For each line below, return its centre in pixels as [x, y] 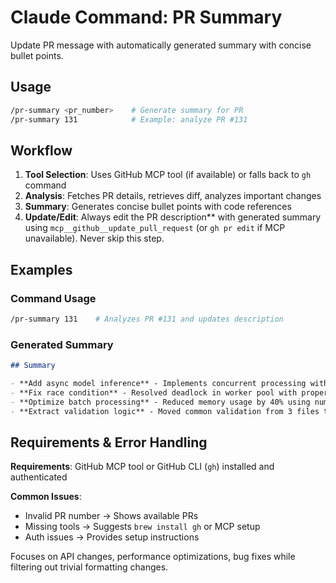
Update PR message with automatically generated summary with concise [161, 45]
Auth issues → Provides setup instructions [112, 537]
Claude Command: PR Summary [146, 17]
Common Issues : [46, 497]
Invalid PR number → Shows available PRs [111, 516]
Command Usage [53, 298]
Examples [41, 269]
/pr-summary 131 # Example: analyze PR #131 [129, 119]
